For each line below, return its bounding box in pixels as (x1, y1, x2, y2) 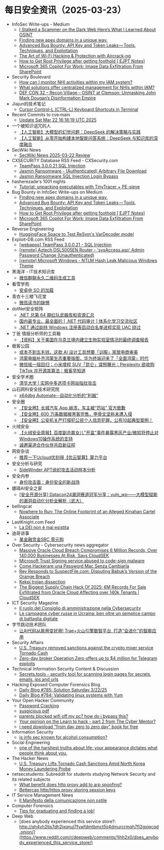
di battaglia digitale (19, 615, 58, 622)
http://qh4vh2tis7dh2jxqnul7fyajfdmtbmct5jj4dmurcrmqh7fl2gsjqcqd (19, 823, 159, 830)
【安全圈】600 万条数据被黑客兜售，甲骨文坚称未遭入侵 (19, 411, 132, 417)
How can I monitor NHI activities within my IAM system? (19, 79, 132, 85)
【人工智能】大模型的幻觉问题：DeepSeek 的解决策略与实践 (19, 129, 141, 135)
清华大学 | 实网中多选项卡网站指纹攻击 (19, 380, 97, 386)
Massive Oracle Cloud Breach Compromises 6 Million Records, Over (19, 547, 158, 553)
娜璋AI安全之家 (11, 485, 42, 491)
